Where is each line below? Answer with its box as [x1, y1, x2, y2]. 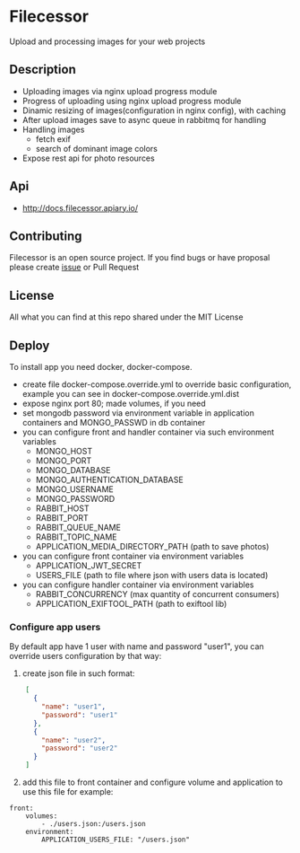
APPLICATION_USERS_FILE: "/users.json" [41, 835, 191, 845]
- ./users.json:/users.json [41, 820, 146, 829]
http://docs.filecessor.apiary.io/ [21, 202, 139, 213]
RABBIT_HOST [35, 503, 90, 514]
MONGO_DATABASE [35, 465, 111, 475]
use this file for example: [21, 787, 114, 797]
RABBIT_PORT [35, 513, 90, 523]
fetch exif [35, 133, 72, 145]
